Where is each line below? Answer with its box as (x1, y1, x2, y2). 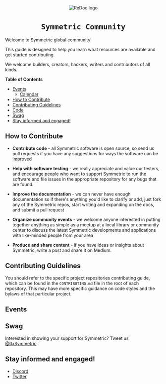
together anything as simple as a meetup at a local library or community (12, 221, 160, 228)
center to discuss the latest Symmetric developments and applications (12, 227, 156, 233)
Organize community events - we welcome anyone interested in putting (12, 216, 161, 222)
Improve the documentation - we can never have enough (12, 191, 131, 197)
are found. (12, 181, 34, 187)
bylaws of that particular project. (5, 290, 72, 296)
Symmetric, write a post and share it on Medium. (12, 247, 112, 253)
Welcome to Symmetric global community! (5, 37, 92, 43)
